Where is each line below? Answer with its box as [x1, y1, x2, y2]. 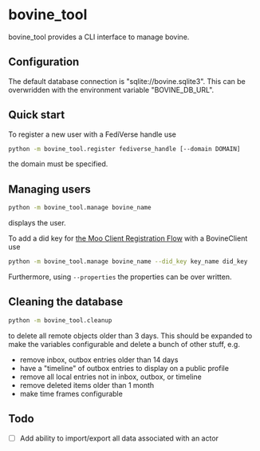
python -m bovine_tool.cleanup [8, 316, 112, 325]
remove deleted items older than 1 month [19, 380, 155, 389]
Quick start [8, 108, 65, 122]
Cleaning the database [8, 295, 124, 309]
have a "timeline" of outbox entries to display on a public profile [19, 363, 230, 373]
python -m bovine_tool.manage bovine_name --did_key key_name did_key [8, 257, 248, 265]
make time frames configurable [19, 389, 124, 398]
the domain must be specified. [8, 159, 108, 169]
